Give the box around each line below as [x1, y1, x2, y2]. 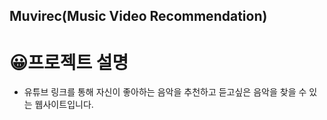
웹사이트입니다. [34, 99, 94, 111]
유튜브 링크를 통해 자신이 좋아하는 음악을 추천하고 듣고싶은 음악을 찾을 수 [23, 86, 307, 98]
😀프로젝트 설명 [9, 51, 129, 74]
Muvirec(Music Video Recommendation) [9, 8, 268, 25]
